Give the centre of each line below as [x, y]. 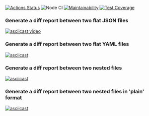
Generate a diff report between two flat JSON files [67, 20]
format [14, 98]
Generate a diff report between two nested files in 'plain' [75, 91]
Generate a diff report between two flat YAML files [67, 44]
